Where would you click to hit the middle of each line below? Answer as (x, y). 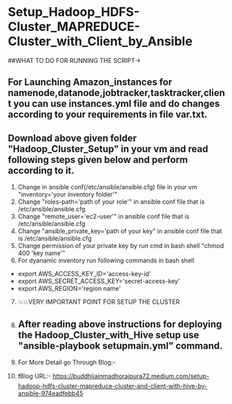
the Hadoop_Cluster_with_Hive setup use (108, 335)
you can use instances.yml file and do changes (117, 104)
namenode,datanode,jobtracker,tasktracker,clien (116, 93)
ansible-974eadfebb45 (50, 393)
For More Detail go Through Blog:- (67, 362)
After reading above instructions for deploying (120, 324)
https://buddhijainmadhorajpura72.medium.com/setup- (131, 376)
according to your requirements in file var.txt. (108, 115)
